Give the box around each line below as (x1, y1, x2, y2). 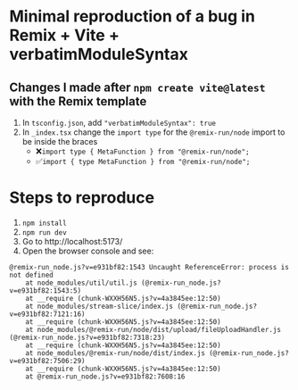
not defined (9, 270, 54, 279)
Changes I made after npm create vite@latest (9, 79, 266, 95)
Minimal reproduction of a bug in (9, 6, 256, 27)
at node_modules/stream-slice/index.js (25, 302, 174, 311)
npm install (21, 219, 67, 228)
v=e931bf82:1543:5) (9, 286, 82, 295)
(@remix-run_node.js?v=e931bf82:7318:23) (9, 333, 166, 342)
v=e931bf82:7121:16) (9, 310, 87, 319)
